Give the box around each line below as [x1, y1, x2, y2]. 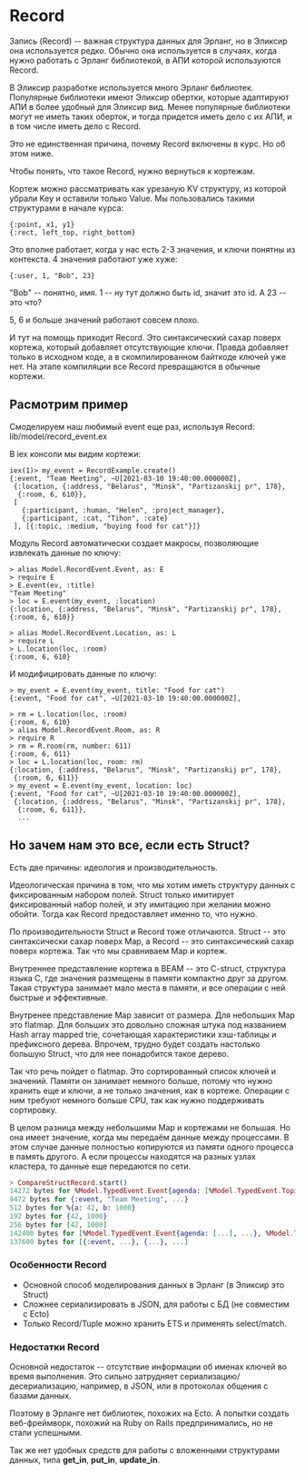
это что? [9, 296, 43, 307]
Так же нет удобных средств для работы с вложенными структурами [9, 1445, 280, 1456]
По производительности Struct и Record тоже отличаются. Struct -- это [9, 926, 286, 937]
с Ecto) [22, 1308, 50, 1319]
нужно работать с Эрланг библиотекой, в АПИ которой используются [9, 55, 281, 65]
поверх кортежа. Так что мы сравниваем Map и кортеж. [9, 945, 228, 956]
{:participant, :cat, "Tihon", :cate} [21, 513, 169, 523]
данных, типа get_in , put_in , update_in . [9, 1455, 161, 1466]
